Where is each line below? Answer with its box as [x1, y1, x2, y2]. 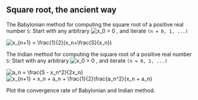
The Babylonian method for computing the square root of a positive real [6, 20, 184, 28]
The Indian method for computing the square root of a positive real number [6, 51, 192, 58]
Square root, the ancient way [6, 5, 117, 15]
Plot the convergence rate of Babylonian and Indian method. [6, 87, 155, 94]
